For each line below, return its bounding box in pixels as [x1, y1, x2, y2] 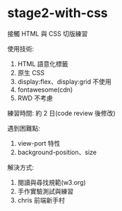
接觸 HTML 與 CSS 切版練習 [7, 29, 88, 38]
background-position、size [17, 148, 97, 156]
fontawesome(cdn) [17, 85, 73, 94]
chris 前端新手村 [17, 195, 66, 204]
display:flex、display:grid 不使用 [17, 77, 111, 86]
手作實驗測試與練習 [17, 187, 74, 195]
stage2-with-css [7, 5, 108, 21]
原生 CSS [17, 68, 44, 77]
